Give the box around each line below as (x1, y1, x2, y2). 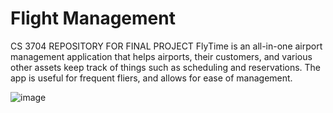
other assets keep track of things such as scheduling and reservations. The (10, 61, 322, 73)
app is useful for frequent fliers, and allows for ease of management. (10, 72, 293, 84)
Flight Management (10, 7, 176, 30)
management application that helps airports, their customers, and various (10, 50, 313, 62)
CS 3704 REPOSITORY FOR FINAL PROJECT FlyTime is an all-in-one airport (10, 40, 323, 52)
